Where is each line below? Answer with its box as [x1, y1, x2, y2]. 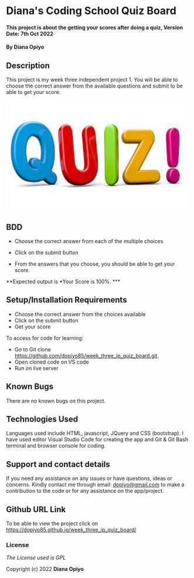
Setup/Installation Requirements [6, 295, 127, 305]
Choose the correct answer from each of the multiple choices [14, 238, 164, 244]
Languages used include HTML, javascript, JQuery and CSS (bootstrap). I [6, 430, 183, 437]
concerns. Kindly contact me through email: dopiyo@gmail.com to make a [6, 481, 185, 488]
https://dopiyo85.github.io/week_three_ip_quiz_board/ [6, 526, 137, 533]
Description [6, 61, 50, 70]
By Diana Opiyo [6, 43, 45, 51]
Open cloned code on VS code [14, 358, 89, 365]
